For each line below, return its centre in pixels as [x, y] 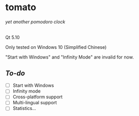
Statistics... [25, 108]
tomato [21, 7]
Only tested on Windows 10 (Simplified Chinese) [56, 47]
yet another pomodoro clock [35, 21]
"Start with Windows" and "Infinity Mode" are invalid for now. [69, 57]
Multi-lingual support [35, 103]
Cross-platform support [38, 97]
